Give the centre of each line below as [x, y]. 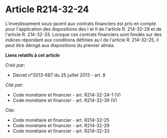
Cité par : [15, 85]
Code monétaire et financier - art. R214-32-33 [61, 131]
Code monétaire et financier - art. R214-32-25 [61, 120]
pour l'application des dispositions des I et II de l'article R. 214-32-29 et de [83, 29]
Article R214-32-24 [47, 9]
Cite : [10, 110]
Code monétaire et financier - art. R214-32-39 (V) [65, 100]
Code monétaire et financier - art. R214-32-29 [61, 125]
